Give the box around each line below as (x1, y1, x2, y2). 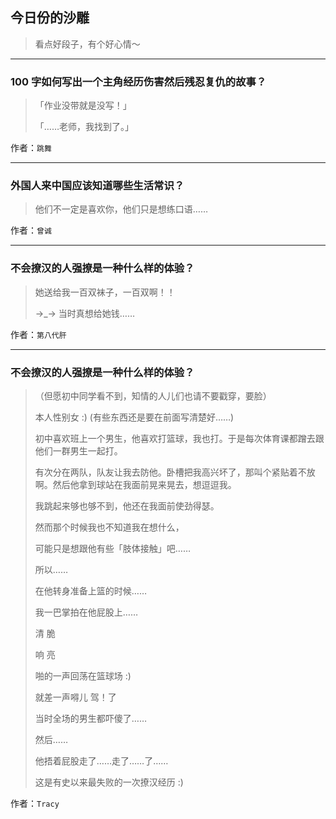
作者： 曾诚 (10, 224, 52, 237)
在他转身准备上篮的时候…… (34, 585, 147, 597)
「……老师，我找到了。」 (34, 121, 134, 133)
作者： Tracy (10, 798, 60, 809)
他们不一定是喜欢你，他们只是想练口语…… (34, 203, 208, 215)
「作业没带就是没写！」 (34, 99, 132, 112)
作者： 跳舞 (10, 142, 52, 154)
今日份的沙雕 (10, 9, 90, 27)
